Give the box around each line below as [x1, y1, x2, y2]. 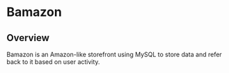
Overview [6, 32, 50, 44]
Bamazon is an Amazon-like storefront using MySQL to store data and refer [6, 50, 222, 58]
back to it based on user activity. [6, 58, 100, 66]
